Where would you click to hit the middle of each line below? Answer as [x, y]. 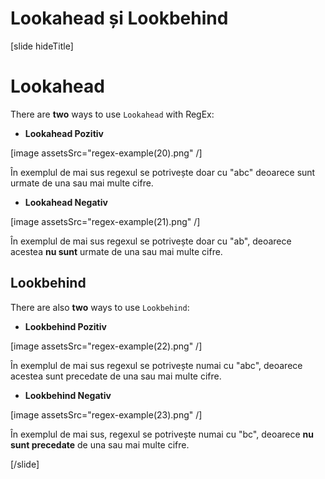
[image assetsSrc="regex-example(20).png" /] [106, 153]
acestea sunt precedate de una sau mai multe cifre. [116, 376]
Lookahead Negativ [66, 202]
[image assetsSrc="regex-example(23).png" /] [106, 414]
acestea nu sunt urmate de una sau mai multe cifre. [116, 251]
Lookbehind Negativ [68, 395]
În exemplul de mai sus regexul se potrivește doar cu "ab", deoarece [151, 241]
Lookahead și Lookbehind [119, 18]
